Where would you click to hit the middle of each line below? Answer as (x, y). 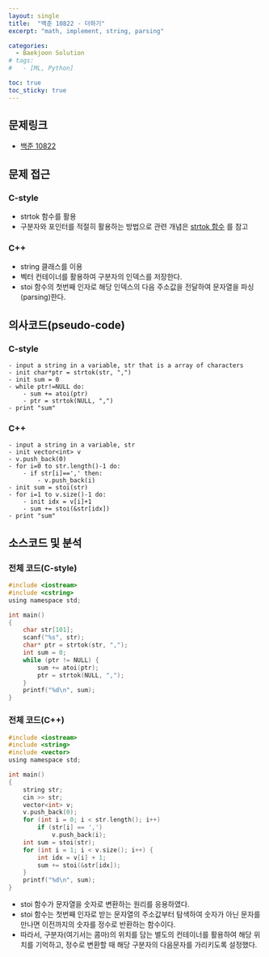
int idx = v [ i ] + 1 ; (72, 857)
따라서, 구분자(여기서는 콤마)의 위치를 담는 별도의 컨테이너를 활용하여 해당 (136, 935)
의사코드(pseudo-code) (67, 325)
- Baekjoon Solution (50, 53)
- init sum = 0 (34, 380)
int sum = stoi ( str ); (59, 842)
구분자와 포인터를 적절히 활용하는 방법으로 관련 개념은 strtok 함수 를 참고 (134, 227)
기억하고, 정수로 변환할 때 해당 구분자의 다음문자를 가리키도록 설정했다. (146, 945)
